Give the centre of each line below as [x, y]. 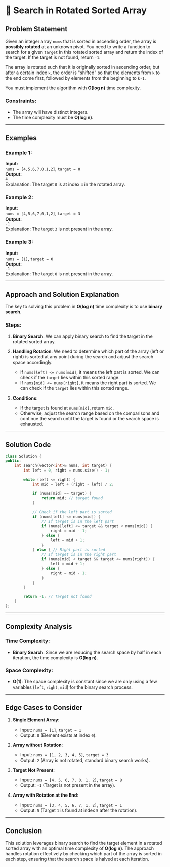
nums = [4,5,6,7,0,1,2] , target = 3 [43, 214]
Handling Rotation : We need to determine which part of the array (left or [88, 351]
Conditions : [25, 398]
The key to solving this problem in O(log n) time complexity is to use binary [84, 307]
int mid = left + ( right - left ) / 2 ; [73, 484]
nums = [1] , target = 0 [29, 259]
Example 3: [19, 242]
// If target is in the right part [79, 555]
